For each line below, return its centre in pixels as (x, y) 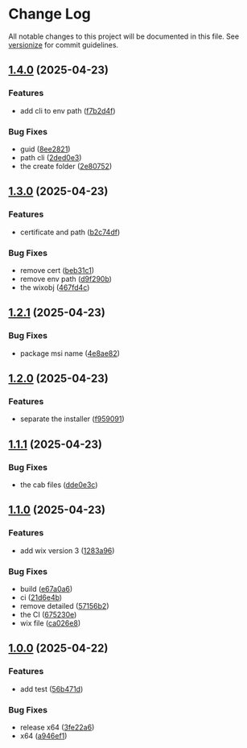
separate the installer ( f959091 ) (72, 419)
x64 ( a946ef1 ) (43, 736)
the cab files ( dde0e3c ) (59, 485)
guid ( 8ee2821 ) (45, 149)
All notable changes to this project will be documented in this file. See (124, 36)
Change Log (49, 14)
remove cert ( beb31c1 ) (57, 270)
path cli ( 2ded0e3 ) (51, 157)
